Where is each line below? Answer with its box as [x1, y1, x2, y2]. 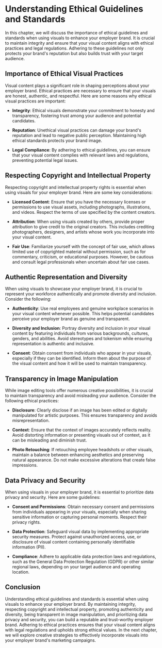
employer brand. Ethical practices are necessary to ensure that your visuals [5, 87, 156, 93]
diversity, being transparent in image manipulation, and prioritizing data [5, 611, 148, 617]
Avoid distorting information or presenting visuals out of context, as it [12, 432, 150, 438]
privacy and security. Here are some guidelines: [5, 495, 101, 500]
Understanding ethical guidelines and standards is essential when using [5, 596, 149, 602]
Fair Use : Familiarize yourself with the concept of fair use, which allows [12, 243, 155, 249]
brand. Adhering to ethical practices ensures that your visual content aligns [5, 622, 155, 628]
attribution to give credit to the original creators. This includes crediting [12, 223, 154, 229]
